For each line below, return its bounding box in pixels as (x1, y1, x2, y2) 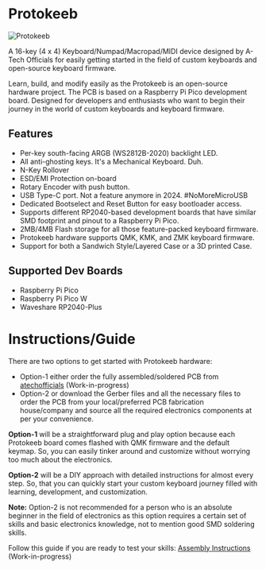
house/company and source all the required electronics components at (19, 405, 253, 415)
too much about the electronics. (8, 455, 113, 464)
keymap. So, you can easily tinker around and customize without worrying (8, 446, 251, 455)
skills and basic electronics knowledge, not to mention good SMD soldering (8, 519, 255, 528)
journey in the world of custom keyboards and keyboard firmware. (8, 104, 225, 114)
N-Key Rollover (19, 165, 70, 175)
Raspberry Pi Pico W (19, 293, 87, 303)
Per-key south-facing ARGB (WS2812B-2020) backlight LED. (19, 148, 218, 157)
